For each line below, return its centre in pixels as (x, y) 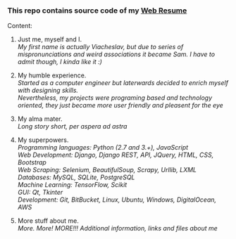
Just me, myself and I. (50, 39)
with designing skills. (48, 91)
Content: (20, 26)
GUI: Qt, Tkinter (40, 193)
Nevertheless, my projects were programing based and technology (115, 98)
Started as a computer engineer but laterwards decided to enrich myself (123, 83)
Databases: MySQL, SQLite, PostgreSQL (76, 177)
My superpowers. (43, 140)
